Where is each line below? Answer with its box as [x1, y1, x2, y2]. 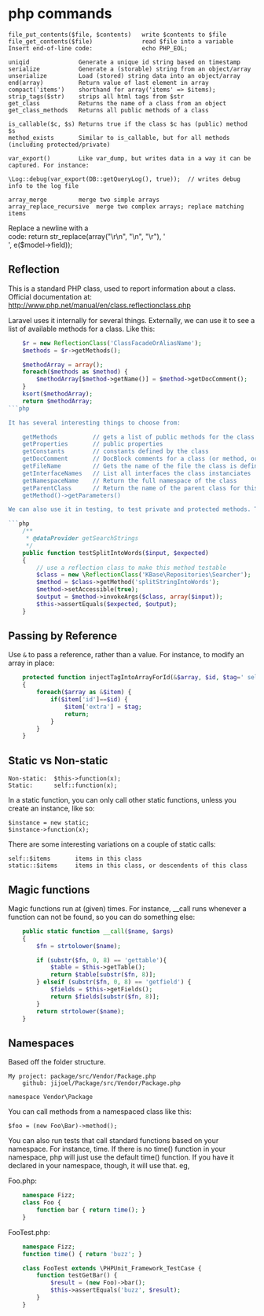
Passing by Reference [8, 630, 118, 643]
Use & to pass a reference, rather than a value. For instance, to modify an [8, 650, 244, 660]
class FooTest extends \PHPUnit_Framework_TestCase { [22, 1264, 202, 1272]
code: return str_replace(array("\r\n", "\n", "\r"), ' [8, 231, 166, 241]
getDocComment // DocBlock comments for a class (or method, [22, 455, 247, 463]
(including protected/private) [8, 141, 111, 149]
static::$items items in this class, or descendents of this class [8, 862, 247, 869]
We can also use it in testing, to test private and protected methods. [8, 505, 251, 513]
